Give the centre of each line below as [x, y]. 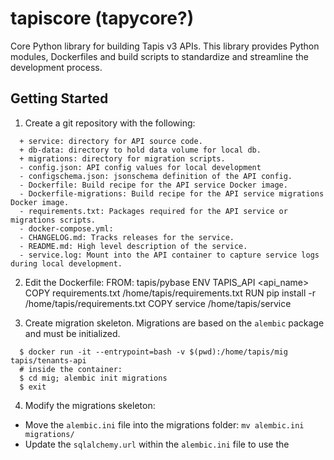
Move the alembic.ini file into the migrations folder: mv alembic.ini [164, 424]
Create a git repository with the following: [110, 123]
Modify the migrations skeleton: [90, 405]
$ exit [33, 387]
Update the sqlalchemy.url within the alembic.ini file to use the [157, 444]
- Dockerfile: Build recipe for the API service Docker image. [153, 185]
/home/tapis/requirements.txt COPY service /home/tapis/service [158, 303]
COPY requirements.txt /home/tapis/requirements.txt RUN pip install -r [170, 293]
